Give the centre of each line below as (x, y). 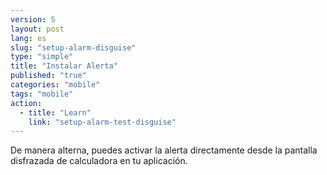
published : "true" (48, 76)
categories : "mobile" (55, 85)
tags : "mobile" (42, 94)
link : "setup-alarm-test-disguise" (102, 122)
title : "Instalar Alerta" (64, 66)
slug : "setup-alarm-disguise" (73, 47)
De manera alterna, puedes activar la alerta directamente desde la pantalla (164, 150)
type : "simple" (42, 57)
